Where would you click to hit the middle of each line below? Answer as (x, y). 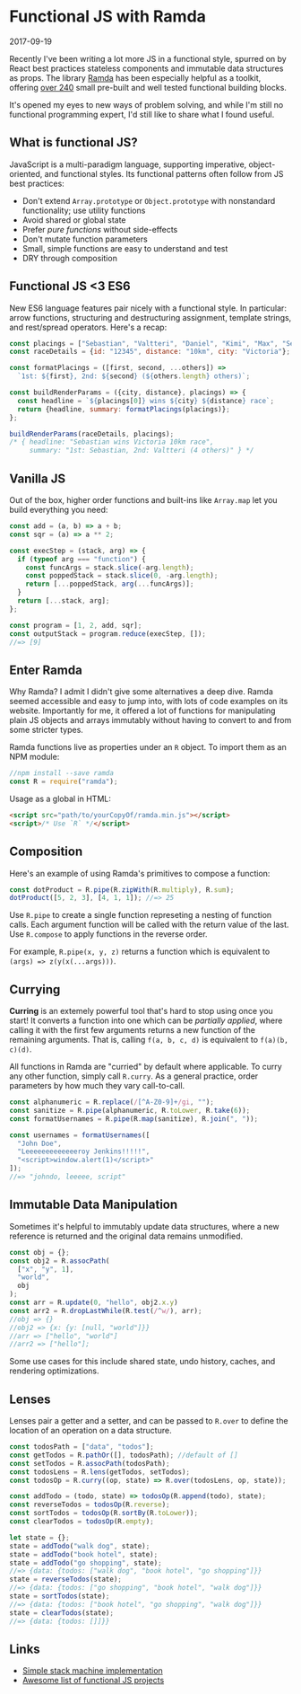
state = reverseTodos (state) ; (66, 1579)
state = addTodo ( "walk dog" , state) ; (80, 1546)
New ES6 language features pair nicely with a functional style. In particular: (148, 308)
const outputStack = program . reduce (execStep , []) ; (107, 634)
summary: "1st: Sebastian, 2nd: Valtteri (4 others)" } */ (142, 451)
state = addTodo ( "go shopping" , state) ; (86, 1563)
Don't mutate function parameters (85, 239)
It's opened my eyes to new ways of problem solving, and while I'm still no (146, 104)
